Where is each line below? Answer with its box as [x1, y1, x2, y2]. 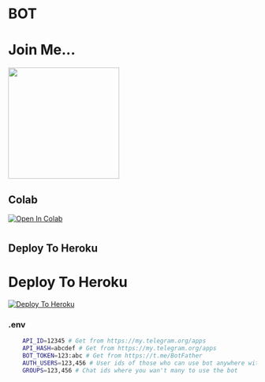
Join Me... [8, 41, 77, 59]
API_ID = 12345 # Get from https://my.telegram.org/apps [22, 337, 207, 345]
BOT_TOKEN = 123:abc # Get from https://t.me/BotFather [22, 352, 203, 360]
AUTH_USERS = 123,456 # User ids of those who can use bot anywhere [22, 359, 245, 367]
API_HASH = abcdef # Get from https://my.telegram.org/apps [22, 345, 217, 353]
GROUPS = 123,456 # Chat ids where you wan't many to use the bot [22, 366, 238, 374]
